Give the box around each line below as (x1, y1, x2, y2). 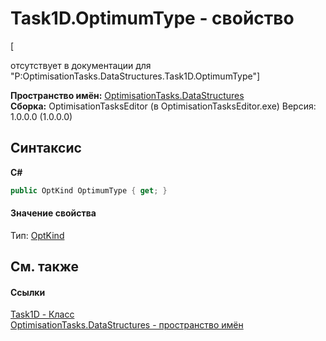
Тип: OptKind (10, 229, 65, 241)
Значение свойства (10, 207, 97, 219)
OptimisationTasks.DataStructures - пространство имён (10, 319, 244, 331)
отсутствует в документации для (10, 59, 152, 71)
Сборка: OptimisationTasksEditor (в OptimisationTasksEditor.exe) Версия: (10, 100, 317, 112)
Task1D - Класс (10, 308, 75, 321)
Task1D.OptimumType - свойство (10, 7, 295, 30)
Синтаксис (10, 140, 82, 157)
